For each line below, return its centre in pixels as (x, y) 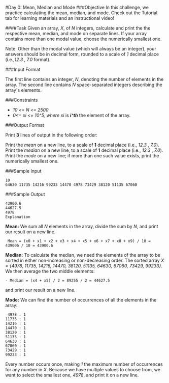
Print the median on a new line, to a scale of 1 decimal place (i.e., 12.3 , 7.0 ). (84, 150)
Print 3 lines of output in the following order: (51, 135)
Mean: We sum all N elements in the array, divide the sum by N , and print (82, 226)
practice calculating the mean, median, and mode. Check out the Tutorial (81, 13)
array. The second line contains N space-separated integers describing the (84, 85)
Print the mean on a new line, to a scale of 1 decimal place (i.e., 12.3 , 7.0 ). (82, 145)
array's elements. (23, 90)
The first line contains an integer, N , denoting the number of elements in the (84, 79)
